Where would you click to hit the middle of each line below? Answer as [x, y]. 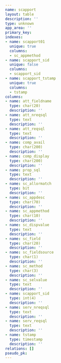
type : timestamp [26, 339]
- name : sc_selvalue [26, 280]
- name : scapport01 [25, 42]
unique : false [24, 65]
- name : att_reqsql [25, 129]
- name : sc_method [24, 266]
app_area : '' [18, 28]
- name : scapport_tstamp [30, 78]
